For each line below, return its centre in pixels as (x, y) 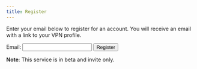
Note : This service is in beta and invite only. (60, 59)
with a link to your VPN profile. (44, 35)
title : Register (26, 12)
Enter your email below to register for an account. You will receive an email (98, 29)
